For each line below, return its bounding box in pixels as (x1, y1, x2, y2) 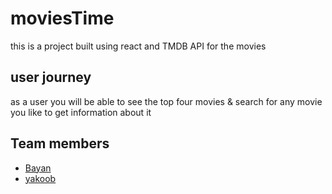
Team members (10, 135, 110, 152)
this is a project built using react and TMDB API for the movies (10, 40, 267, 52)
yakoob (24, 172, 57, 184)
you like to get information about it (10, 106, 152, 118)
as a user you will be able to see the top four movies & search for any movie (10, 95, 323, 107)
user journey (10, 69, 92, 86)
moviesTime (10, 7, 115, 30)
